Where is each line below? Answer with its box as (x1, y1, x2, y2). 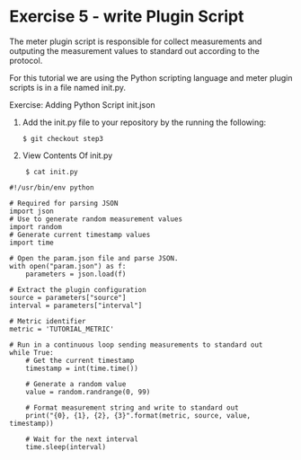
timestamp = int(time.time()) (25, 364, 139, 373)
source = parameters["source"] (9, 293, 127, 302)
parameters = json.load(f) (25, 270, 127, 279)
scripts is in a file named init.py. (9, 82, 127, 93)
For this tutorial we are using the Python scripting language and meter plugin (9, 72, 293, 83)
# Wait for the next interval (25, 434, 139, 444)
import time (9, 238, 54, 247)
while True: (9, 348, 54, 357)
